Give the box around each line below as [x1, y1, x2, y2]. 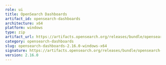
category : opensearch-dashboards [5, 39, 74, 44]
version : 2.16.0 [5, 52, 39, 58]
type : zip [5, 30, 26, 35]
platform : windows [5, 25, 43, 30]
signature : [5, 48, 28, 53]
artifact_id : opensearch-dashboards [5, 16, 81, 21]
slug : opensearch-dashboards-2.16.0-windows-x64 [5, 43, 107, 48]
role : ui [5, 7, 23, 12]
